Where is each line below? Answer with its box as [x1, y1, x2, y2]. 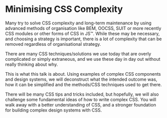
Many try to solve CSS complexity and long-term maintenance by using [5, 20, 152, 26]
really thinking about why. [5, 61, 58, 67]
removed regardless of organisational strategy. [5, 41, 101, 47]
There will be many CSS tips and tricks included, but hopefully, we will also [5, 91, 159, 97]
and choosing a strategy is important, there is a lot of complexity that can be [5, 36, 162, 42]
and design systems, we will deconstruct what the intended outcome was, [5, 76, 158, 82]
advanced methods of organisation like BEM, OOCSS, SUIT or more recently [5, 25, 162, 31]
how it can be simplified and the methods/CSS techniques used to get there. [5, 81, 162, 88]
